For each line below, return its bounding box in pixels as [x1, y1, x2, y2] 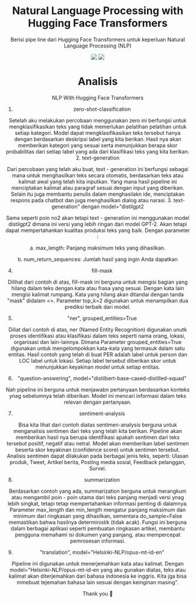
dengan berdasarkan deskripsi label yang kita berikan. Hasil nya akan [13, 135, 182, 142]
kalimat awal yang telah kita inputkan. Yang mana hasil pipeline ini [18, 178, 177, 185]
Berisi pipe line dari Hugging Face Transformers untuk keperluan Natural [10, 36, 185, 43]
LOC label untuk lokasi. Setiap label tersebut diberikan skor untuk [19, 357, 177, 364]
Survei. [89, 465, 106, 472]
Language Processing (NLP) [63, 42, 132, 49]
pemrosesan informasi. [70, 537, 126, 544]
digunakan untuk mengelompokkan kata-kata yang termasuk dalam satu [10, 345, 185, 352]
